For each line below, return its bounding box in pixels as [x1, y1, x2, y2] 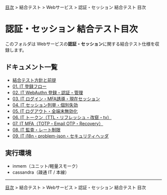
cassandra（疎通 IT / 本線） [12, 169, 70, 175]
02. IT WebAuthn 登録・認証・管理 [12, 89, 83, 95]
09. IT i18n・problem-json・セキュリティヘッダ [12, 133, 109, 139]
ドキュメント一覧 [5, 63, 58, 71]
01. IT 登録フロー [12, 83, 47, 89]
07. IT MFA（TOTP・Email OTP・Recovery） [12, 121, 103, 127]
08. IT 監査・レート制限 [12, 127, 61, 132]
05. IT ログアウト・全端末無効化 [12, 108, 78, 114]
